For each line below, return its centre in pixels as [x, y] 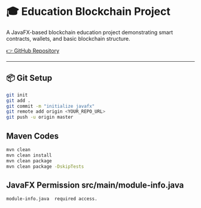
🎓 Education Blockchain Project [88, 12]
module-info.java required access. [52, 199]
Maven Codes [33, 136]
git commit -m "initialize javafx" [51, 106]
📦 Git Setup [29, 78]
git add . [19, 100]
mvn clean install [29, 155]
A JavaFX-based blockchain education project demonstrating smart [90, 32]
